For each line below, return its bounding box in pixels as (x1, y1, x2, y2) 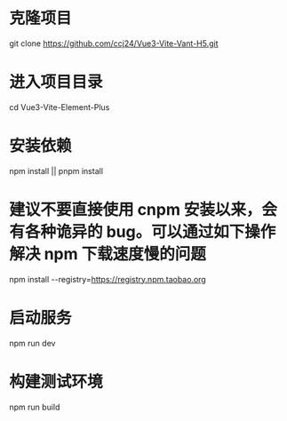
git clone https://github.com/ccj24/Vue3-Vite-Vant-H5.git (9, 37, 219, 49)
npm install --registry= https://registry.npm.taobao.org (9, 274, 206, 284)
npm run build (9, 401, 60, 412)
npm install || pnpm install (9, 165, 104, 176)
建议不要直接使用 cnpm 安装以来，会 (9, 200, 278, 219)
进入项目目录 (9, 72, 104, 92)
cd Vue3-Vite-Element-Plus (9, 101, 110, 112)
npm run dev (9, 338, 56, 348)
